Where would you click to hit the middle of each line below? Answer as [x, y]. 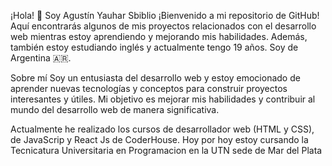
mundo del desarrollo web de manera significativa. [115, 109]
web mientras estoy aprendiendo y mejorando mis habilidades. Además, [159, 36]
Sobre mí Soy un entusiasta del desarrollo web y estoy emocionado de [155, 78]
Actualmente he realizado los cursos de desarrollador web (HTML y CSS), [162, 129]
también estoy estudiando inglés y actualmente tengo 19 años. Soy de [154, 47]
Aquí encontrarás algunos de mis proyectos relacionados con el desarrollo [163, 26]
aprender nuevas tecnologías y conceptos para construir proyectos [149, 88]
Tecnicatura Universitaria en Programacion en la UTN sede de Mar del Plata [166, 150]
